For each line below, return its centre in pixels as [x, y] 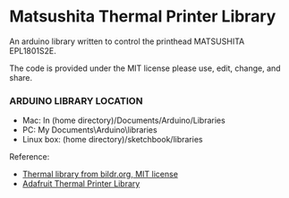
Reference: [30, 157]
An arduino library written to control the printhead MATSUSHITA [127, 41]
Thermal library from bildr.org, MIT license [100, 174]
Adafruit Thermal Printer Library [81, 184]
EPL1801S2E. [33, 50]
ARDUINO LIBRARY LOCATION [76, 100]
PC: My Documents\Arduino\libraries [90, 130]
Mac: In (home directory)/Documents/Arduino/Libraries [123, 121]
